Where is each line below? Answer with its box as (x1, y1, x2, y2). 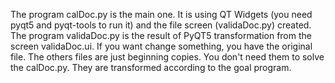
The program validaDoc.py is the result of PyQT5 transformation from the (10, 30, 312, 41)
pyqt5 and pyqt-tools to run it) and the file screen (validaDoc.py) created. (10, 19, 312, 31)
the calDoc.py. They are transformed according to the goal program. (10, 62, 292, 73)
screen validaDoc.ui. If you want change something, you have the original (10, 40, 313, 52)
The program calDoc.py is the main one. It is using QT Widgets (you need (10, 9, 313, 20)
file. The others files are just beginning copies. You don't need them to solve (10, 51, 325, 63)
